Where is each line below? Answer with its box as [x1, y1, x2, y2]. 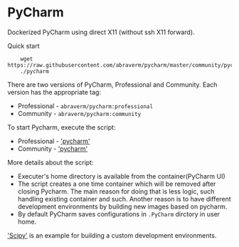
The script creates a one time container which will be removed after [17, 179, 216, 188]
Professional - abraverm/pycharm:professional [17, 101, 154, 110]
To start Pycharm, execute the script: [7, 122, 116, 132]
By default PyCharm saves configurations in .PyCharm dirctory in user [17, 209, 221, 218]
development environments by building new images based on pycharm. [17, 202, 228, 211]
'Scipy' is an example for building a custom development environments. [7, 231, 217, 239]
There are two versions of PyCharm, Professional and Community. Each [7, 80, 218, 89]
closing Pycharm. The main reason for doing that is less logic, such [17, 186, 215, 196]
